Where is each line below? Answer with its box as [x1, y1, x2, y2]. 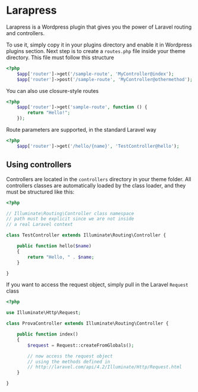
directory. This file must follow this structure [6, 54, 114, 61]
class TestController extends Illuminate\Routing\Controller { [6, 232, 166, 238]
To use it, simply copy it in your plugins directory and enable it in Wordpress [6, 41, 192, 48]
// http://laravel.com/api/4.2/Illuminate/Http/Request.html [27, 364, 183, 370]
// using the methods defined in [27, 359, 111, 365]
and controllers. [6, 29, 45, 36]
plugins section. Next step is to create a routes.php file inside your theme [6, 47, 186, 54]
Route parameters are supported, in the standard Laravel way [6, 126, 156, 133]
